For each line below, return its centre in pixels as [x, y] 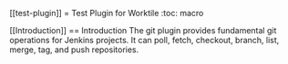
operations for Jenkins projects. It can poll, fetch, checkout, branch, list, [144, 40]
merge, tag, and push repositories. [74, 50]
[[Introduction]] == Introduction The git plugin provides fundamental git [143, 30]
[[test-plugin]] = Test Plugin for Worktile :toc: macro [107, 13]
